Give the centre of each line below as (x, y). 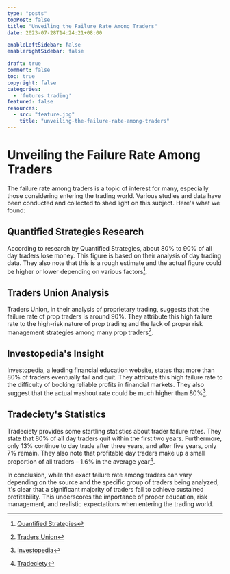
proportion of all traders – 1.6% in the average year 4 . (81, 461)
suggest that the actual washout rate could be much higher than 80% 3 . (107, 392)
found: (16, 210)
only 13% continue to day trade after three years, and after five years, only (112, 445)
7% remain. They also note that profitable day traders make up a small (106, 453)
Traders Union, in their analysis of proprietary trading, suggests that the (108, 309)
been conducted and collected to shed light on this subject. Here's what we (114, 203)
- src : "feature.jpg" (44, 115)
